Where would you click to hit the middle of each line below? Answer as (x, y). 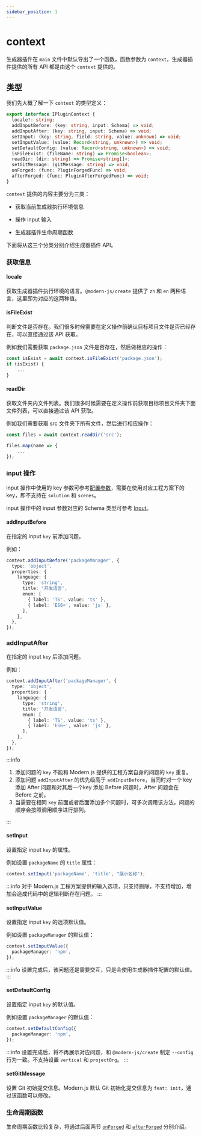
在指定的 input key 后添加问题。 (45, 657)
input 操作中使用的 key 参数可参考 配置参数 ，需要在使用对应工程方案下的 (96, 488)
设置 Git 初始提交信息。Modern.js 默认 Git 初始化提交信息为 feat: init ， (96, 1088)
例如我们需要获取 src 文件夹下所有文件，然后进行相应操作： (80, 423)
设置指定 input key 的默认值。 (43, 1004)
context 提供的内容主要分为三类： (48, 194)
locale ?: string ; (33, 120)
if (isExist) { (25, 364)
